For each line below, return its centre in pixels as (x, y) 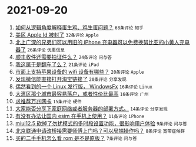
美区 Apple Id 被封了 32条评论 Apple (57, 35)
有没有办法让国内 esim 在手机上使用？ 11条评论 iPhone (80, 116)
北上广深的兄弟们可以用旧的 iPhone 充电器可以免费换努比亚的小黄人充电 (102, 42)
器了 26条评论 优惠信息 (40, 49)
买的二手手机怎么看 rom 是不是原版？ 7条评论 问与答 (76, 138)
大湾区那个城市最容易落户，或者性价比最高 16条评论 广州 (82, 94)
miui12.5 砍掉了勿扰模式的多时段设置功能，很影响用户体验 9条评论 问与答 (101, 123)
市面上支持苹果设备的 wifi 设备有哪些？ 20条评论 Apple (79, 71)
